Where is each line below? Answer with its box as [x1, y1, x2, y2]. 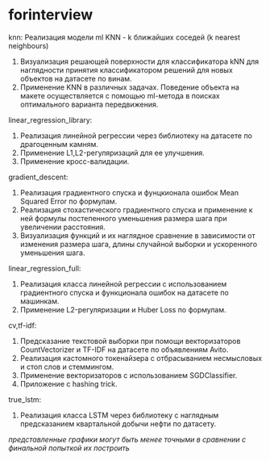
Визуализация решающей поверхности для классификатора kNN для [19, 57, 260, 66]
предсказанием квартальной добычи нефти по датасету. [19, 418, 217, 429]
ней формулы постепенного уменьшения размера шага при [19, 213, 227, 223]
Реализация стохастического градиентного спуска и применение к [19, 204, 253, 215]
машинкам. [19, 296, 60, 306]
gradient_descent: [8, 172, 69, 182]
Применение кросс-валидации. [19, 156, 130, 166]
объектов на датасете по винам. [19, 73, 132, 83]
